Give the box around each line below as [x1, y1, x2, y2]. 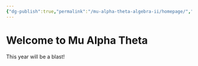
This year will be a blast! [6, 53, 65, 60]
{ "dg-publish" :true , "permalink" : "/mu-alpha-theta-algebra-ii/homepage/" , [6, 8, 192, 15]
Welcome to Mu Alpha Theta [6, 33, 148, 47]
